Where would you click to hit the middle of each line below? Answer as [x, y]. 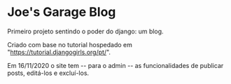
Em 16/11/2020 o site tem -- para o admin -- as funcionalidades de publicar [115, 65]
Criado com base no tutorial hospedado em [70, 44]
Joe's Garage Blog [62, 12]
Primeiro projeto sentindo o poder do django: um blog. [85, 31]
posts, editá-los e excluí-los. [48, 73]
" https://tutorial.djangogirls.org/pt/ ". [59, 52]
